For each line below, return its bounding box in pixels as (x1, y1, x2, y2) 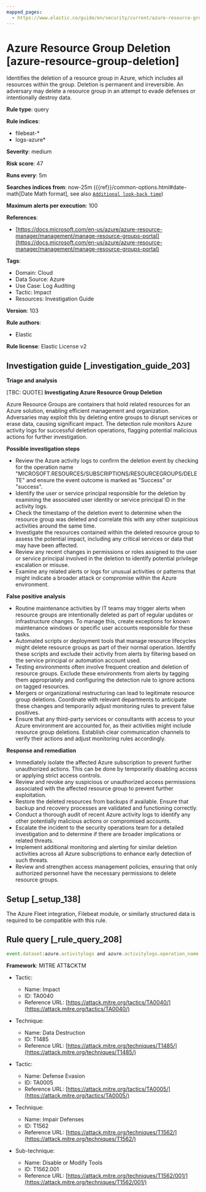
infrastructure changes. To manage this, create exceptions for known (15, 618, 190, 625)
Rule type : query (6, 106, 49, 113)
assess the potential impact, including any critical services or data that (15, 535, 194, 543)
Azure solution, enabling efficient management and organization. (6, 407, 170, 415)
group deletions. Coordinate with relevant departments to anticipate (15, 696, 187, 703)
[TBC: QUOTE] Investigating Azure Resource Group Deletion (6, 389, 162, 396)
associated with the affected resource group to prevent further (15, 785, 174, 792)
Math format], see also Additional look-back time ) (34, 190, 164, 198)
